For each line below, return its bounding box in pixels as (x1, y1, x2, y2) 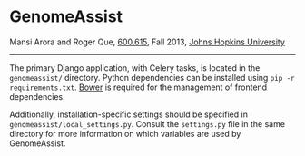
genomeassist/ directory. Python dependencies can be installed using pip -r (9, 72, 295, 83)
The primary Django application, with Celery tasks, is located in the (9, 62, 261, 73)
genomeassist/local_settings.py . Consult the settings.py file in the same (9, 118, 286, 129)
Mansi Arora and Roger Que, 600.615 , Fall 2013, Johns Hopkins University (9, 36, 286, 47)
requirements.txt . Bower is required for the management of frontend (9, 82, 268, 93)
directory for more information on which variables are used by (9, 128, 241, 139)
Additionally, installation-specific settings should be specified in (9, 109, 248, 120)
